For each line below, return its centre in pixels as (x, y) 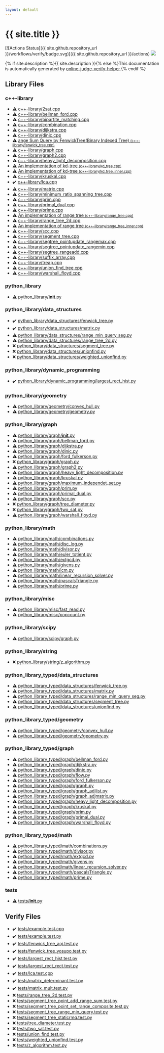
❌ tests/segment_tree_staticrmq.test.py (52, 1017)
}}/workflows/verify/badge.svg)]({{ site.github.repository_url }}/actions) (78, 54)
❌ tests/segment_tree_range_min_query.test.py (60, 1012)
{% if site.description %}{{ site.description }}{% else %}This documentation (82, 63)
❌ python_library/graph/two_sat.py (47, 509)
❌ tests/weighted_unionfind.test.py (48, 1040)
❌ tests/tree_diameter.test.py (42, 1023)
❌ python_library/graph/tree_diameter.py (53, 504)
